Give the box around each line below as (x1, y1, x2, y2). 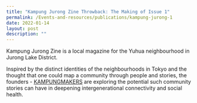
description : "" (6, 31, 47, 37)
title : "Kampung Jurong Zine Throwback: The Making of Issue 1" (6, 8, 170, 15)
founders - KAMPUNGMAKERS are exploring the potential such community (6, 78, 192, 86)
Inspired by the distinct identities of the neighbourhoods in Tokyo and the (6, 65, 187, 72)
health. (6, 91, 23, 98)
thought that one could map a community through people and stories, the (6, 72, 187, 79)
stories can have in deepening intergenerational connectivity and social (6, 84, 183, 92)
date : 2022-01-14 (6, 20, 50, 26)
